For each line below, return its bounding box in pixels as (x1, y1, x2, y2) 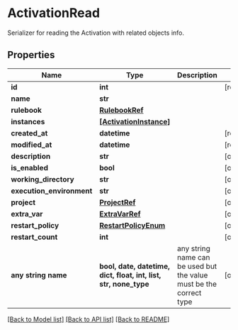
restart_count (11, 232, 58, 242)
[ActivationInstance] (98, 116, 171, 126)
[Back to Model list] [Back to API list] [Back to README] (7, 314, 170, 324)
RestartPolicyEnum (98, 220, 166, 230)
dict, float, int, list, (98, 270, 161, 280)
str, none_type (98, 279, 149, 289)
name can (176, 252, 210, 262)
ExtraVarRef (98, 209, 141, 219)
